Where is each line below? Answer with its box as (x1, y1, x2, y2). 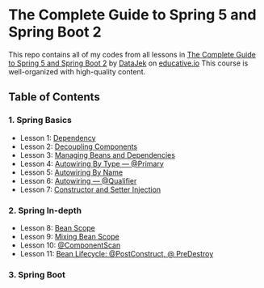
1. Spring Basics (8, 115, 73, 126)
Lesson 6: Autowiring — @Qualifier (19, 176, 137, 185)
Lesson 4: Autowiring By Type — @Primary (19, 159, 164, 168)
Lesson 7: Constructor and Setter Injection (19, 184, 161, 194)
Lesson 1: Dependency (19, 133, 96, 142)
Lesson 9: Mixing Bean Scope (19, 231, 119, 241)
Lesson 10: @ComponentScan (19, 240, 121, 250)
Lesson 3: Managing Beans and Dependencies (19, 150, 176, 159)
